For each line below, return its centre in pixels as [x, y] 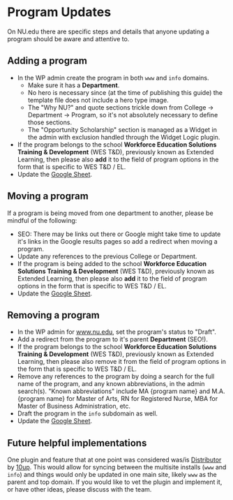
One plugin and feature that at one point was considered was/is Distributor [114, 460]
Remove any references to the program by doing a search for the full [116, 376]
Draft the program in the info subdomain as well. [88, 413]
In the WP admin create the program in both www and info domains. [113, 78]
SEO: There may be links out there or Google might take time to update [119, 234]
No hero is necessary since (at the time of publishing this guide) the [125, 92]
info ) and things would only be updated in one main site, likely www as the [112, 475]
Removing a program [53, 315]
